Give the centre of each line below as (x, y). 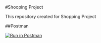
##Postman (17, 26)
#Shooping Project (24, 7)
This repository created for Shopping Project (51, 16)
